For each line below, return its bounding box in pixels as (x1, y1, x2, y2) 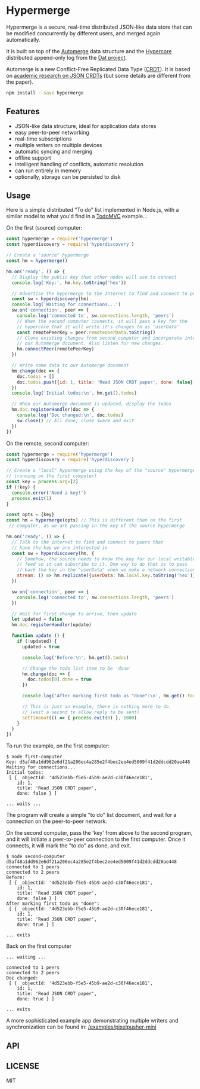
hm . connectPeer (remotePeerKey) (17, 346, 95, 352)
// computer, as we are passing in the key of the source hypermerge (8, 523, 185, 529)
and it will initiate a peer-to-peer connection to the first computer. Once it (6, 835, 186, 843)
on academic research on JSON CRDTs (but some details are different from (6, 72, 191, 79)
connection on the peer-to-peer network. (6, 817, 107, 825)
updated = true (21, 643, 60, 649)
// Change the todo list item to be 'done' (21, 665, 132, 672)
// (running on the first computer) (6, 473, 97, 479)
